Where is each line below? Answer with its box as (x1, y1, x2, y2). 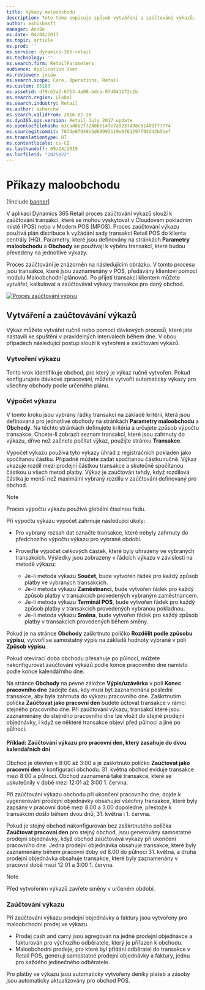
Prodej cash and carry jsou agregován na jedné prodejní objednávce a (15, 932, 193, 940)
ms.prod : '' (6, 44, 37, 50)
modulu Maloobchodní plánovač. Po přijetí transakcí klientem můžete (6, 274, 181, 281)
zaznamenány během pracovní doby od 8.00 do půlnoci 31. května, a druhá (6, 848, 196, 856)
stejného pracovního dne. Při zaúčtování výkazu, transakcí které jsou (6, 706, 180, 713)
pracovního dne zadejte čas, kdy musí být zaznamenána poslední (6, 686, 173, 693)
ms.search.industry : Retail (6, 100, 78, 106)
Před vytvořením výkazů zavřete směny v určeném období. (6, 885, 155, 893)
